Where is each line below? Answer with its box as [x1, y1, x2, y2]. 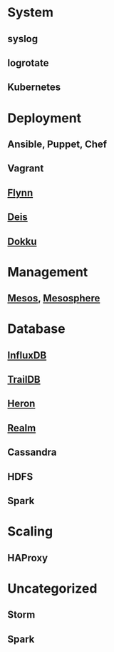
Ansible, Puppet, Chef [7, 138, 108, 150]
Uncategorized [7, 580, 98, 596]
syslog [7, 33, 38, 45]
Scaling [7, 523, 53, 540]
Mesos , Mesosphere [7, 292, 100, 304]
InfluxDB [7, 349, 47, 361]
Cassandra [7, 446, 57, 458]
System [7, 4, 54, 21]
